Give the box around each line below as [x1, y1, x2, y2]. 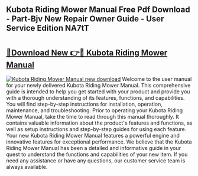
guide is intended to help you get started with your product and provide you [6, 88, 190, 95]
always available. [6, 164, 48, 170]
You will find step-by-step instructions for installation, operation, [6, 100, 163, 107]
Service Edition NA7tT [6, 23, 90, 33]
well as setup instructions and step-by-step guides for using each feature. [6, 126, 187, 132]
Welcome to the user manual [122, 76, 192, 82]
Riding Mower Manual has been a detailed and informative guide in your [6, 145, 181, 151]
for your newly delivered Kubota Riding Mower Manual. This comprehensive [6, 82, 191, 89]
